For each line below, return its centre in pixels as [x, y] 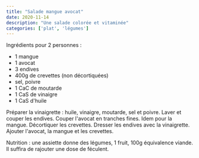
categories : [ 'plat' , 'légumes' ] [48, 28]
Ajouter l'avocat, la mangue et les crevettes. [60, 131]
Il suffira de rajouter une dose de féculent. [58, 149]
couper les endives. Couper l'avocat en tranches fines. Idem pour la [89, 119]
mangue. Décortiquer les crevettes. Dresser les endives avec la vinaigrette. [98, 125]
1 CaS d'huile [31, 101]
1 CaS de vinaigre [36, 94]
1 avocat [25, 63]
